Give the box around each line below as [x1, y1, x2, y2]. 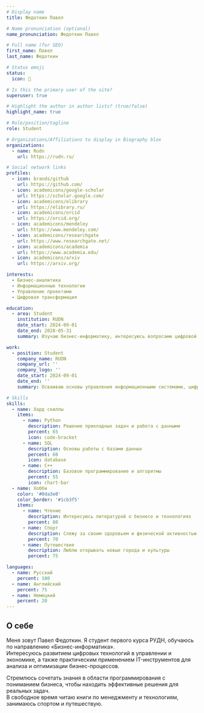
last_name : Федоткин [6, 53, 59, 60]
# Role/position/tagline [6, 120, 69, 126]
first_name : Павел [6, 48, 53, 54]
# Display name [6, 9, 45, 15]
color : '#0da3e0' [17, 491, 61, 497]
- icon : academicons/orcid [12, 210, 80, 216]
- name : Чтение [22, 508, 61, 514]
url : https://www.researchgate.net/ [17, 238, 110, 244]
